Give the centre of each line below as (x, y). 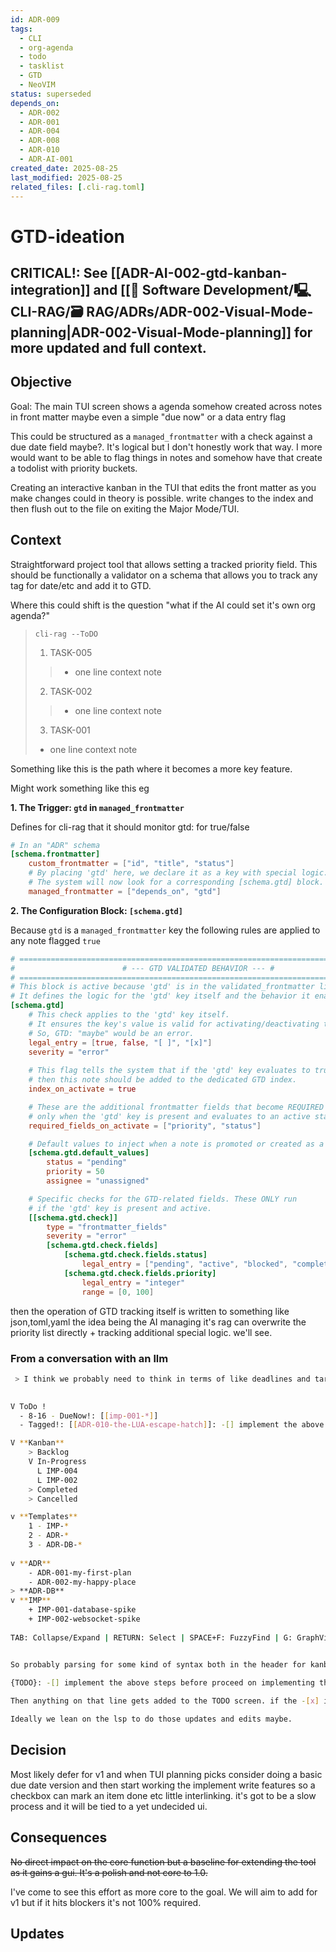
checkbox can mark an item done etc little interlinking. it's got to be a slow (163, 1795)
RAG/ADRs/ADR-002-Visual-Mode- (200, 311)
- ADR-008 (39, 141)
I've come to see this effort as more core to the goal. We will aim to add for (164, 1892)
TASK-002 (71, 691)
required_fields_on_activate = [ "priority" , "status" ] (145, 1126)
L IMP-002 (57, 1480)
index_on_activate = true (82, 1089)
